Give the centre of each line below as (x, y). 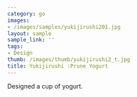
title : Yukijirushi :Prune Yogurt (58, 66)
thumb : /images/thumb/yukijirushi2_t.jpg (69, 60)
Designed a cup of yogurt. (45, 86)
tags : (15, 46)
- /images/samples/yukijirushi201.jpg (64, 27)
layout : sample (30, 33)
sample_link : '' (31, 40)
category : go (26, 14)
